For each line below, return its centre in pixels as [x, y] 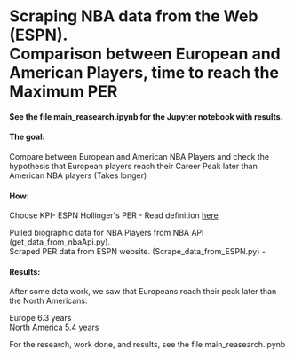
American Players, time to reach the [144, 73]
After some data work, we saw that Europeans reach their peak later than [143, 292]
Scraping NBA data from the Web [134, 16]
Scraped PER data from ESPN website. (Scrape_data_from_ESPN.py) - [138, 252]
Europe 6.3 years [40, 318]
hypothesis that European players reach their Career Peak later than [133, 166]
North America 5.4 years [54, 327]
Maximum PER [64, 92]
